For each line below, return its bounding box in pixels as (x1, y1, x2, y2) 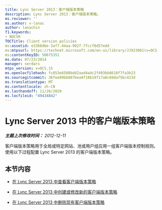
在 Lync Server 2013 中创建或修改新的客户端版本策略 (12, 189, 118, 195)
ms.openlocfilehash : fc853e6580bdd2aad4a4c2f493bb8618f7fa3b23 (5, 71, 136, 76)
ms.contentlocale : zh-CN (5, 84, 55, 89)
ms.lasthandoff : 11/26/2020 (5, 89, 62, 94)
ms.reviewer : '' (5, 16, 38, 21)
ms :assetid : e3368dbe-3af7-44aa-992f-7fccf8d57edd (5, 43, 110, 48)
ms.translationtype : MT (5, 79, 53, 84)
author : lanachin (5, 25, 40, 30)
